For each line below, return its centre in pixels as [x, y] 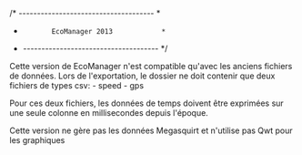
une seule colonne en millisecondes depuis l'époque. [109, 113]
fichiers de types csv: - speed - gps [76, 85]
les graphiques [37, 140]
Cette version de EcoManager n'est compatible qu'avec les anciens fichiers [151, 66]
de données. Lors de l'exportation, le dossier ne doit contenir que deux [142, 76]
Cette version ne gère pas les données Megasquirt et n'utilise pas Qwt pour [151, 130]
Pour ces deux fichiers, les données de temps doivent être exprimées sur [146, 103]
